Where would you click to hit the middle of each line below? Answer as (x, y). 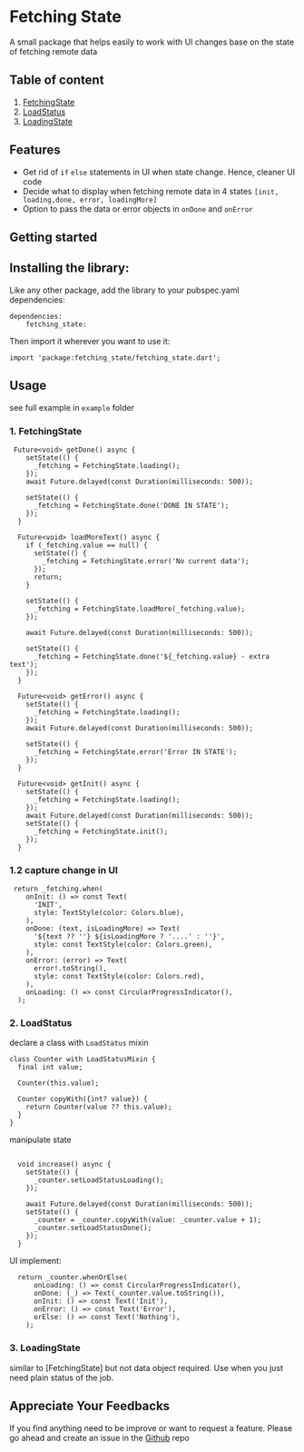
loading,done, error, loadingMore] (90, 200)
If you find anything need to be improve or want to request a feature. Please (151, 1427)
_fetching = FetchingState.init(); (101, 831)
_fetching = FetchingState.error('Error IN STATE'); (135, 751)
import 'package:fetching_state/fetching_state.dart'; (115, 358)
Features (35, 150)
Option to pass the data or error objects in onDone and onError (138, 209)
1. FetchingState (46, 431)
